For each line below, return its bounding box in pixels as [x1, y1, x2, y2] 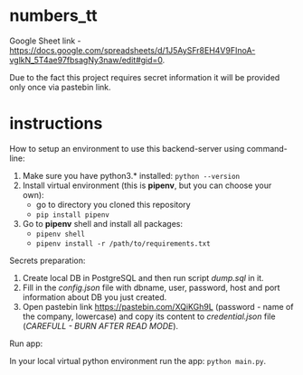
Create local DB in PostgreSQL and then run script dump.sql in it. [22, 272, 264, 283]
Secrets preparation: [9, 255, 86, 266]
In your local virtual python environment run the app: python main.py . [9, 355, 267, 366]
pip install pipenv [35, 210, 110, 220]
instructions [9, 114, 103, 134]
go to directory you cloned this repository [35, 199, 192, 210]
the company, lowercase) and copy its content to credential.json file [22, 311, 276, 322]
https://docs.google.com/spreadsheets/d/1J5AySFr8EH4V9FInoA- [9, 44, 256, 55]
